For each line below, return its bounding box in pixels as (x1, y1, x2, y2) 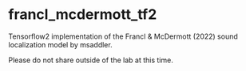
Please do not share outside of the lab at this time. (8, 55, 173, 65)
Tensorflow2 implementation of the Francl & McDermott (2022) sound (8, 32, 238, 41)
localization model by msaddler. (8, 39, 113, 49)
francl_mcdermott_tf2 (8, 6, 157, 24)
